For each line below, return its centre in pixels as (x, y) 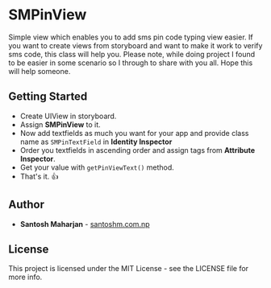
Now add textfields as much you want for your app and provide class (134, 133)
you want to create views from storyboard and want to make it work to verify (135, 45)
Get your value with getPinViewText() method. (97, 167)
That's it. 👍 (39, 176)
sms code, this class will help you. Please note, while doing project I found (132, 54)
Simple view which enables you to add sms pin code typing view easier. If (131, 37)
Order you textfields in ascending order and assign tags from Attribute (138, 150)
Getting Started (48, 97)
